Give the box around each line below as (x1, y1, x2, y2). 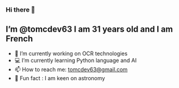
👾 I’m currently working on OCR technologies (14, 50, 128, 57)
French (5, 33, 33, 44)
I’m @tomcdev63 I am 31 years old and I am (5, 24, 174, 35)
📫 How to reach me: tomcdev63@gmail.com (14, 66, 128, 73)
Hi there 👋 (5, 5, 36, 14)
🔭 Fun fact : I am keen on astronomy (14, 74, 105, 81)
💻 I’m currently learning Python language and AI (14, 56, 137, 64)
